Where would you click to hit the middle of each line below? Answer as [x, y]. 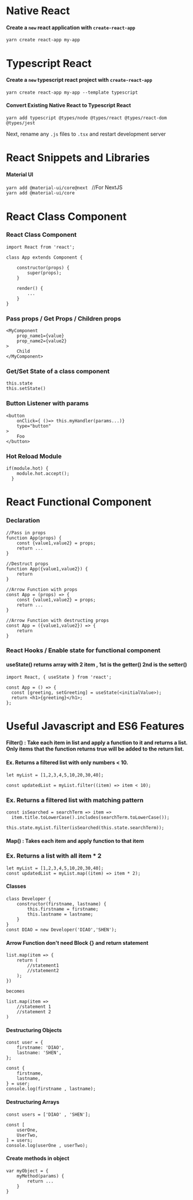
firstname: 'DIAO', [41, 1048]
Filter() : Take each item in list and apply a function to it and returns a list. [97, 743]
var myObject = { [27, 1171]
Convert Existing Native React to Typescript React [69, 105]
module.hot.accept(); [43, 474]
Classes [16, 886]
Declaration [23, 521]
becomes [16, 991]
